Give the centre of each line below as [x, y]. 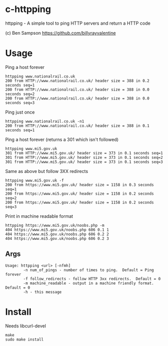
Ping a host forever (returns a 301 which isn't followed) [62, 139]
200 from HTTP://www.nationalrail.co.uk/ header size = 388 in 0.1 [77, 126]
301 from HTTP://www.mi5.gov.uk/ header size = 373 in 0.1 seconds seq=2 [84, 157]
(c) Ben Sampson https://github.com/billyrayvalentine [61, 33]
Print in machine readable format [39, 216]
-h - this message [43, 292]
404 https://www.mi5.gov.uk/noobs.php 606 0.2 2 [57, 234]
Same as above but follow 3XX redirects [47, 171]
